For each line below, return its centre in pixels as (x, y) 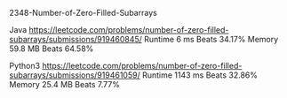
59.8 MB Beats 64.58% (52, 49)
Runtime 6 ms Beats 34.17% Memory (211, 39)
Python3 (25, 66)
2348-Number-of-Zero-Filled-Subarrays (83, 13)
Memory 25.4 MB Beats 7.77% (64, 84)
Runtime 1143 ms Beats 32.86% (199, 75)
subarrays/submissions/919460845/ (76, 39)
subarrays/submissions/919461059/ (75, 75)
